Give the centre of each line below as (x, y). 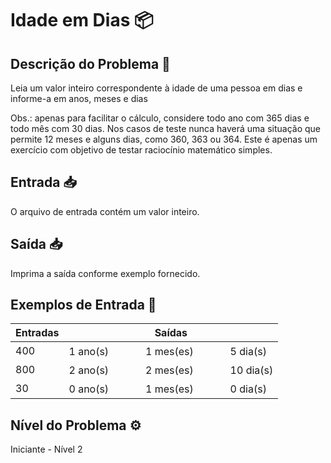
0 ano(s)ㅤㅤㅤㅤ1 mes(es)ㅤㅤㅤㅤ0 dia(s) (167, 389)
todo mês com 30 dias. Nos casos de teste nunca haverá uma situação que (165, 128)
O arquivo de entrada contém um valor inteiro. (105, 211)
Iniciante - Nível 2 (46, 449)
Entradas (37, 333)
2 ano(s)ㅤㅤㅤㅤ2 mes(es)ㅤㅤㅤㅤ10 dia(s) (171, 370)
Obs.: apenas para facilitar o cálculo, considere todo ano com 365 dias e (160, 118)
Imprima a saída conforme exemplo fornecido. (105, 273)
